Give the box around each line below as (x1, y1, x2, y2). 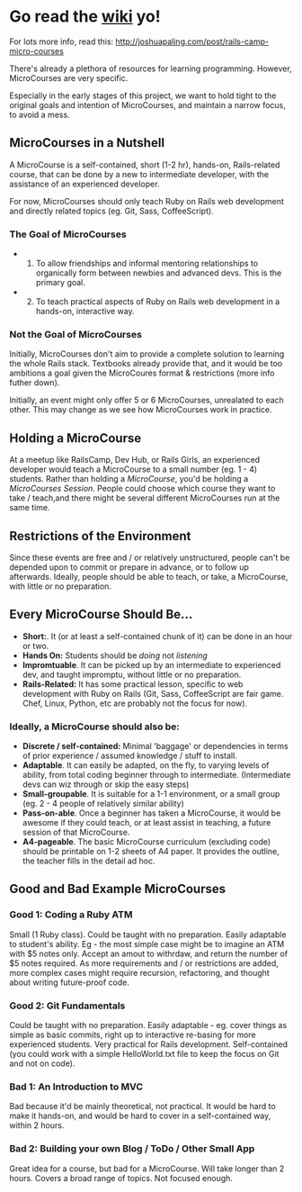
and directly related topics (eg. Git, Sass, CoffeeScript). (9, 205, 214, 216)
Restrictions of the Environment (9, 528, 191, 544)
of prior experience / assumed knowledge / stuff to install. (22, 750, 238, 762)
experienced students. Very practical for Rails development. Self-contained (9, 1039, 289, 1050)
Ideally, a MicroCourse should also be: (9, 720, 180, 733)
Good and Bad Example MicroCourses (9, 881, 226, 897)
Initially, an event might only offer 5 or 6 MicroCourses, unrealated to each (9, 394, 285, 406)
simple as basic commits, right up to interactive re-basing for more (9, 1029, 256, 1041)
